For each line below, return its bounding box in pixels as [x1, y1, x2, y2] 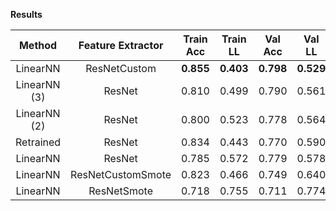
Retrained [15, 135, 62, 149]
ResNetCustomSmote [70, 168, 172, 181]
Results [10, 9, 43, 20]
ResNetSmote [88, 184, 153, 198]
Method [18, 39, 58, 52]
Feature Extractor [78, 39, 164, 52]
